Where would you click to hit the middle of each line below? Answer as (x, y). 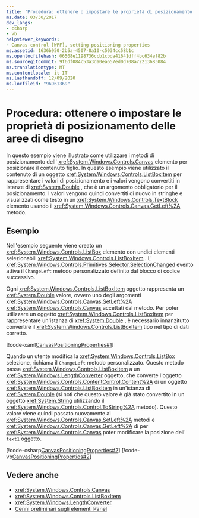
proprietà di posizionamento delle (91, 126)
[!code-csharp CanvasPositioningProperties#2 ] (63, 450)
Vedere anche (33, 475)
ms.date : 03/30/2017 (32, 17)
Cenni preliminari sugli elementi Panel (61, 508)
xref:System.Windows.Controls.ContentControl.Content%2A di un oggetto (97, 381)
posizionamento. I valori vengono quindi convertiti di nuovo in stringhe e (94, 193)
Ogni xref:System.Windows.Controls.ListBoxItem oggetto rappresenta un (95, 289)
